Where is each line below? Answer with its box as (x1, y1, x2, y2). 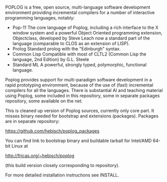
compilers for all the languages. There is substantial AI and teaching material (5, 87, 163, 93)
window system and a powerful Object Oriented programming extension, (12, 30, 162, 35)
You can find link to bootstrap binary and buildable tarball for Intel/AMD (5, 137, 152, 143)
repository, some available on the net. (5, 98, 83, 104)
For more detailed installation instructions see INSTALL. (5, 172, 119, 178)
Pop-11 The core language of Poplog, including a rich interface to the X (12, 24, 158, 30)
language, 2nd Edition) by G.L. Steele (12, 56, 89, 62)
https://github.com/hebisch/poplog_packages (5, 128, 100, 134)
